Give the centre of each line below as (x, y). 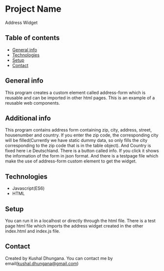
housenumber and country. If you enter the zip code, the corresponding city (82, 135)
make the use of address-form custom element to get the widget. (71, 161)
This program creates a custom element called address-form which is (75, 92)
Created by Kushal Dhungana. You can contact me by (59, 258)
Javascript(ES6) (28, 188)
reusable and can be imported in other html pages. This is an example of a (80, 98)
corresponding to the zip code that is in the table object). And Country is (78, 146)
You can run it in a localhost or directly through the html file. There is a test (80, 221)
